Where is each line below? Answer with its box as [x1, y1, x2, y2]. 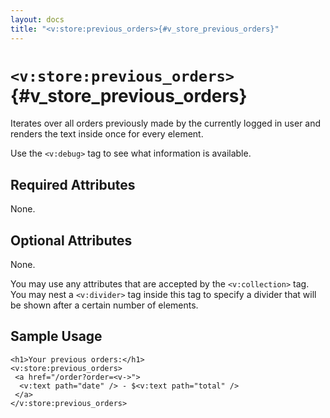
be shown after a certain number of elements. [10, 299, 199, 311]
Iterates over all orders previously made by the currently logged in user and [10, 117, 322, 130]
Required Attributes [10, 176, 136, 193]
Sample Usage [10, 328, 103, 345]
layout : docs [10, 14, 65, 25]
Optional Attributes [10, 232, 133, 249]
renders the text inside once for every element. [10, 128, 204, 140]
